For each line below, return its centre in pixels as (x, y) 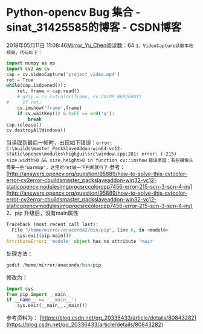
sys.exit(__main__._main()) (52, 306)
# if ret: (24, 102)
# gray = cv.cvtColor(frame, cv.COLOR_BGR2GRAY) (79, 97)
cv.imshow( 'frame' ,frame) (50, 108)
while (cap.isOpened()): (36, 86)
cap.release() (24, 125)
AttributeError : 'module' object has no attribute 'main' (81, 241)
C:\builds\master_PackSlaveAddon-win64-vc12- (64, 149)
